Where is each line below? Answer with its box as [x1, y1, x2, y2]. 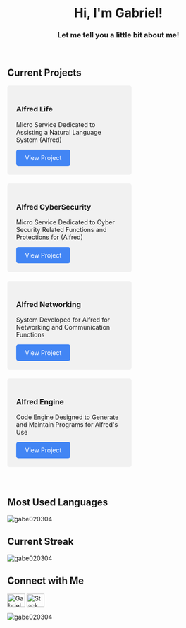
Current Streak [7, 535, 74, 548]
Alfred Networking [16, 299, 81, 309]
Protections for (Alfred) [16, 233, 83, 241]
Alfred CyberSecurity [16, 202, 92, 212]
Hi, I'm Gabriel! [73, 5, 163, 21]
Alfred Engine [16, 397, 65, 407]
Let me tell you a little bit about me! [57, 30, 180, 40]
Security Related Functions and [16, 225, 107, 234]
